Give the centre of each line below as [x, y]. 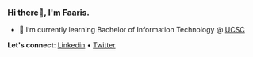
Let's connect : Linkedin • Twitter [61, 45]
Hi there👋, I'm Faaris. [49, 13]
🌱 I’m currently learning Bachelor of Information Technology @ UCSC [132, 30]
